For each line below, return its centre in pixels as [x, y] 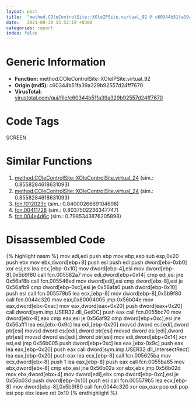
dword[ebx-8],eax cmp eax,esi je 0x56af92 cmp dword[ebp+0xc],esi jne [94, 318]
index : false [22, 33]
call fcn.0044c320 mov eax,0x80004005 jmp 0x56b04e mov [80, 300]
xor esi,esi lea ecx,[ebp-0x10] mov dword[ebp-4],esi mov [75, 268]
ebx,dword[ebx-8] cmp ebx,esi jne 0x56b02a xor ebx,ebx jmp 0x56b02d [93, 368]
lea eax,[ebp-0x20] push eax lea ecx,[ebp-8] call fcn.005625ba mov [89, 355]
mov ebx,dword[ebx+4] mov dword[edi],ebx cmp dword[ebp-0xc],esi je [92, 374]
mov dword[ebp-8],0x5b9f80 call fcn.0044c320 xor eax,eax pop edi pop [100, 386]
